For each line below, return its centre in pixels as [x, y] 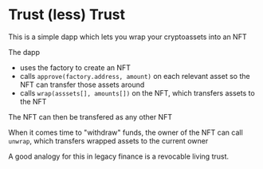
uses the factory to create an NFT [75, 67]
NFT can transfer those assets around [82, 84]
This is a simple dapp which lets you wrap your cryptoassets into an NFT [128, 37]
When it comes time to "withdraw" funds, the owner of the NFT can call [126, 132]
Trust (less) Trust [67, 15]
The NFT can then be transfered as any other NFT [90, 116]
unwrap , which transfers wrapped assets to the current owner [108, 140]
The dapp [24, 52]
